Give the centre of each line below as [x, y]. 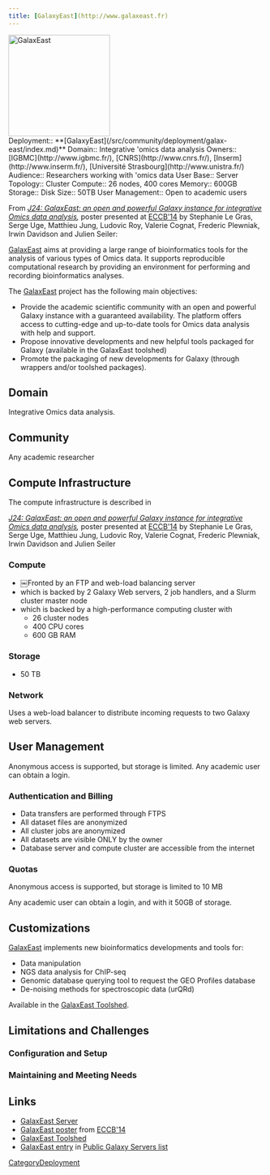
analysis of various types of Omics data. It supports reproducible [117, 258]
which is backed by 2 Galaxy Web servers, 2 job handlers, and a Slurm [138, 592]
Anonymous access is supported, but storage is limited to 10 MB [116, 887]
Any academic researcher [51, 457]
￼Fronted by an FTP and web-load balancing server [108, 583]
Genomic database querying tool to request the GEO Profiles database [138, 981]
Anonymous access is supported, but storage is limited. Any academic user [135, 766]
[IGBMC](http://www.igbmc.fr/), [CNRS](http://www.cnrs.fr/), [110, 157]
